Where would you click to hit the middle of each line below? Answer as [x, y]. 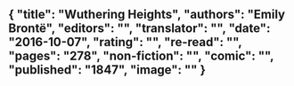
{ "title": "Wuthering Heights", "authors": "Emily [147, 15]
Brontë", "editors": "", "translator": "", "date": [139, 29]
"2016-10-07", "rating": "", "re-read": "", [125, 42]
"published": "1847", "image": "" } [107, 70]
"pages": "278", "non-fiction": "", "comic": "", [141, 56]
